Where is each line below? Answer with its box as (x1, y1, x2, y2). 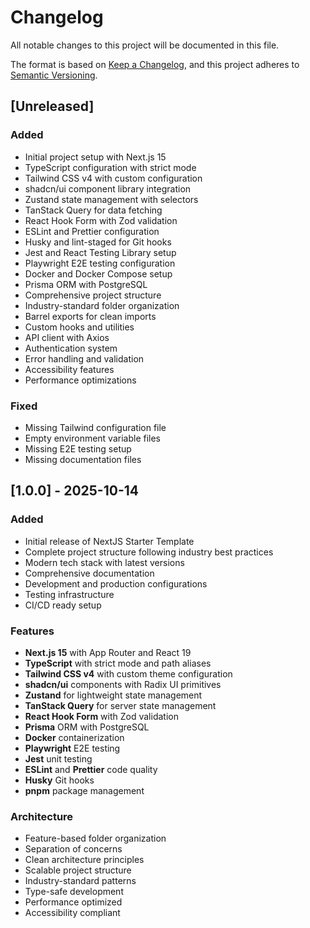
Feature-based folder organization (24, 832, 167, 845)
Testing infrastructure (24, 588, 115, 600)
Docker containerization (24, 731, 125, 743)
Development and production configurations (24, 577, 208, 590)
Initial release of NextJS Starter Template (24, 535, 195, 547)
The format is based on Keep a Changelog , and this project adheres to (10, 58, 300, 70)
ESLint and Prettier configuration (24, 225, 160, 237)
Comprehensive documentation (24, 567, 155, 579)
